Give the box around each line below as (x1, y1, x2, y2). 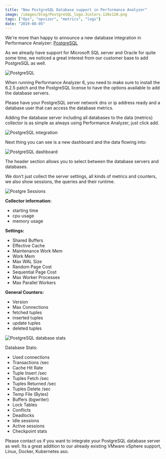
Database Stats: (5, 345, 38, 351)
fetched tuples (12, 309, 42, 316)
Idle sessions (12, 418, 40, 424)
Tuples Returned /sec (12, 381, 56, 387)
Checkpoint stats (12, 428, 48, 434)
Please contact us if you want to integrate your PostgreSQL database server (5, 438, 161, 444)
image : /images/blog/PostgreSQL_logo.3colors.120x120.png (5, 12, 127, 17)
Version (12, 299, 28, 305)
